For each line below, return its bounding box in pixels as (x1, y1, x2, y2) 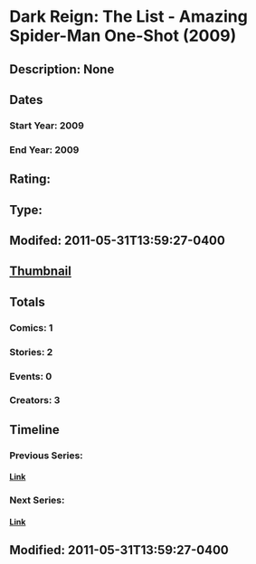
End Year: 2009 (9, 143, 80, 155)
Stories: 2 (9, 345, 53, 358)
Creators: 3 (9, 394, 61, 407)
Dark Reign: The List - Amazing (9, 6, 249, 27)
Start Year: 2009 (9, 119, 84, 132)
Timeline (9, 422, 61, 437)
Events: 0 (9, 370, 52, 382)
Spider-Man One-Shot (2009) (9, 25, 237, 46)
